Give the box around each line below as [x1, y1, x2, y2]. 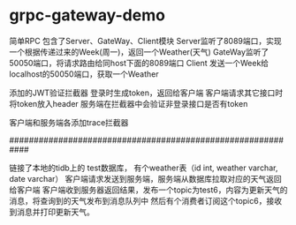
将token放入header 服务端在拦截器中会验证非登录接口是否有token [9, 98, 248, 109]
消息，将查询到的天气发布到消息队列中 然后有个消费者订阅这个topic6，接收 [9, 195, 283, 206]
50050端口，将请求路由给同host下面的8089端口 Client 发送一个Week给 [9, 57, 269, 68]
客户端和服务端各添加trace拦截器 [9, 116, 129, 128]
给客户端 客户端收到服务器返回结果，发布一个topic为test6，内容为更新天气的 [9, 184, 288, 195]
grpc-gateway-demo [9, 5, 166, 26]
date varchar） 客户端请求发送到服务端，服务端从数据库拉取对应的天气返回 [9, 173, 283, 184]
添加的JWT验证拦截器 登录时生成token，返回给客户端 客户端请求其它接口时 [9, 87, 284, 98]
